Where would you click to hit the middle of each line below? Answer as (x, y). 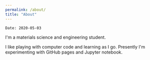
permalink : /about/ (26, 10)
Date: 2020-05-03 (23, 28)
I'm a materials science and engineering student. (56, 37)
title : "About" (21, 14)
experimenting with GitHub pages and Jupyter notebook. (64, 52)
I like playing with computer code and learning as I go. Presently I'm (75, 47)
